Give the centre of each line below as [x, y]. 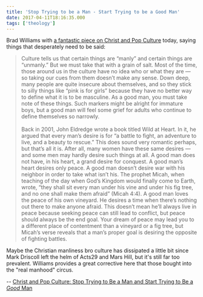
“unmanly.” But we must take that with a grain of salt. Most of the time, [109, 65]
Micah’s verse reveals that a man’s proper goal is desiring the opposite [109, 232]
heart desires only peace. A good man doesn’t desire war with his [103, 168]
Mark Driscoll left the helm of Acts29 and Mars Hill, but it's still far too [93, 257]
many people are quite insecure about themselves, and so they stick [106, 84]
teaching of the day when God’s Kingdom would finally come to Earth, [108, 181]
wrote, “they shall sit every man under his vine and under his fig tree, [107, 187]
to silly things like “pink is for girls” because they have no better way [106, 91]
